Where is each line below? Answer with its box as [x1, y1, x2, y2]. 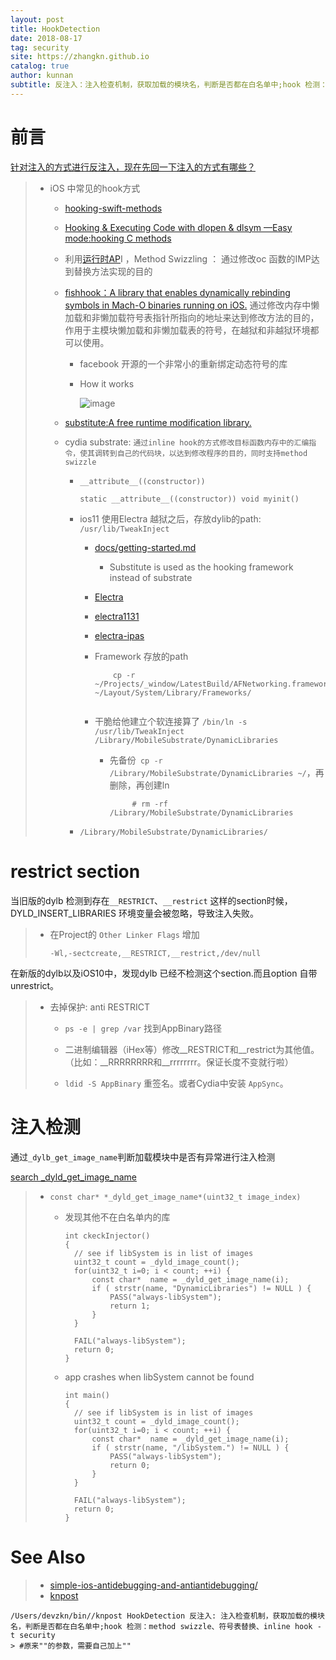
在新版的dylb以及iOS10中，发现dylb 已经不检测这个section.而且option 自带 [10, 967, 318, 979]
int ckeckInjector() [64, 1231, 151, 1241]
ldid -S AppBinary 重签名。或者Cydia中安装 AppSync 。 [64, 1077, 289, 1089]
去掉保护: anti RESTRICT [49, 1001, 151, 1013]
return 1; [109, 1301, 151, 1311]
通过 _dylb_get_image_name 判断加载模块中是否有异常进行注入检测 [10, 1151, 276, 1163]
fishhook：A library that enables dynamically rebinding [64, 286, 291, 298]
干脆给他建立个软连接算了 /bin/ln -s [94, 715, 248, 727]
